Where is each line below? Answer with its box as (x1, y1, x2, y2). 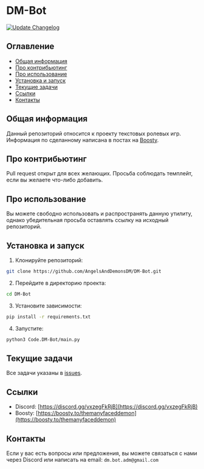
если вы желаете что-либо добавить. (6, 177, 103, 184)
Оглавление (6, 41, 55, 52)
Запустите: (15, 325, 44, 332)
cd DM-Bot (6, 291, 32, 297)
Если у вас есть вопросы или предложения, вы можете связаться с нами (6, 450, 197, 457)
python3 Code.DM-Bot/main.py (6, 336, 80, 343)
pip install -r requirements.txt (6, 314, 91, 320)
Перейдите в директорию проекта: (15, 279, 106, 286)
